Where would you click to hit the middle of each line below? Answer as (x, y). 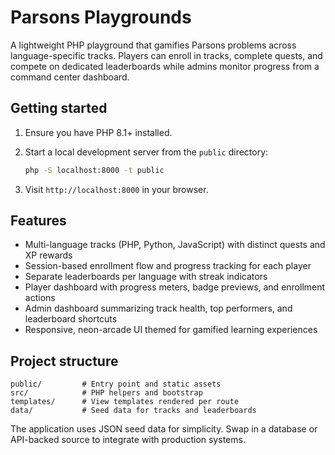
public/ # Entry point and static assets (116, 384)
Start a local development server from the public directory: (146, 152)
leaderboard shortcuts (71, 319)
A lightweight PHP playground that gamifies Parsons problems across (153, 45)
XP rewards (48, 255)
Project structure (64, 361)
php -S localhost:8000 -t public (94, 170)
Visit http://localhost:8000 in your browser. (116, 189)
